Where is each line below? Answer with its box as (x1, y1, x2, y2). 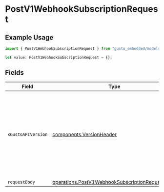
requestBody (7, 179, 36, 185)
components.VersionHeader (52, 131, 117, 138)
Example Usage (5, 33, 54, 42)
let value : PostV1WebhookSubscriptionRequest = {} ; (5, 55, 112, 60)
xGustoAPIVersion (7, 131, 48, 137)
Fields (5, 68, 24, 77)
